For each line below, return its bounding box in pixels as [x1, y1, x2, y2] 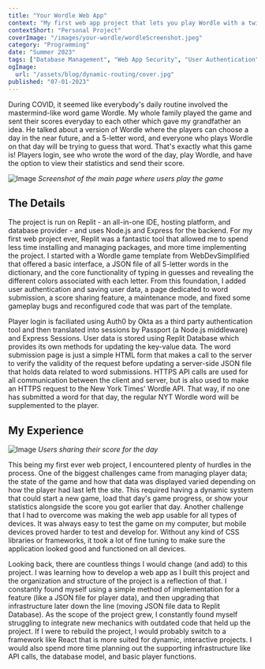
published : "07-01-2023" [8, 77, 90, 85]
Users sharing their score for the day [38, 444, 159, 455]
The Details [8, 196, 65, 210]
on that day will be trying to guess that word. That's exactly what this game [8, 142, 252, 151]
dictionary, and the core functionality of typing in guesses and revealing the [8, 268, 254, 278]
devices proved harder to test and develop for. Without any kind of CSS [8, 527, 240, 537]
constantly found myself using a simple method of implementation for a [8, 584, 241, 594]
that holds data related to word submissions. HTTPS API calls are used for [8, 367, 248, 376]
